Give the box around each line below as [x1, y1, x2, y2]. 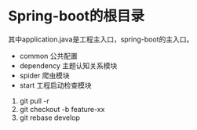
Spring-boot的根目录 [8, 7, 145, 25]
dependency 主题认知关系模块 [19, 60, 118, 70]
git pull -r [19, 96, 49, 106]
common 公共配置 [19, 51, 78, 60]
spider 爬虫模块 [19, 70, 71, 80]
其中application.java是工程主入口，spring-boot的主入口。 [8, 34, 194, 44]
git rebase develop [19, 113, 81, 122]
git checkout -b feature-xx [19, 104, 105, 114]
